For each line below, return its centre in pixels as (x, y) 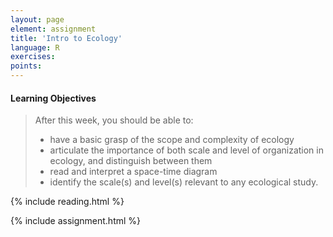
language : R (35, 47)
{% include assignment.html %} (76, 221)
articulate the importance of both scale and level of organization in (186, 150)
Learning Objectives (53, 98)
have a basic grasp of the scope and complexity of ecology (172, 140)
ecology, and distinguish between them (131, 161)
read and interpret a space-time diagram (133, 172)
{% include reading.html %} (67, 202)
